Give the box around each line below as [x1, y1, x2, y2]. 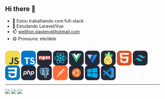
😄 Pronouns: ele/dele [12, 35, 56, 42]
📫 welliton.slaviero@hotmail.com [12, 28, 80, 34]
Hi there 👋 [5, 5, 36, 13]
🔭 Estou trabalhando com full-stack [12, 18, 84, 24]
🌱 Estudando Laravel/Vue [12, 23, 64, 29]
